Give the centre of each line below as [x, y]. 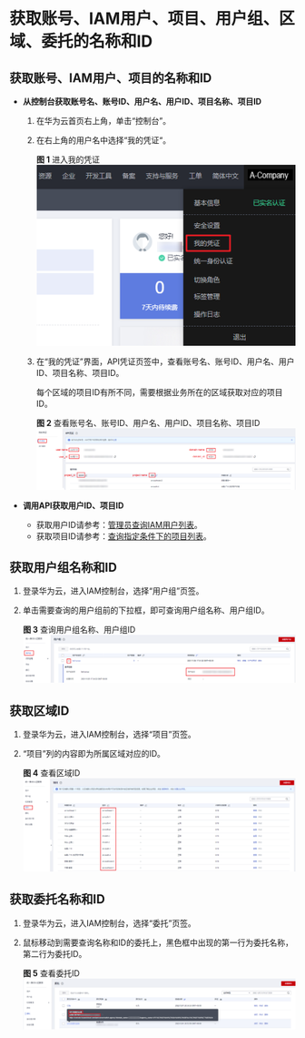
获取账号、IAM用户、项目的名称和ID [111, 78]
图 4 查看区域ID [51, 773]
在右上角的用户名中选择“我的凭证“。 [103, 140]
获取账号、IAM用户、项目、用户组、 [144, 19]
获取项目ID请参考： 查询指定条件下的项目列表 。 [123, 536]
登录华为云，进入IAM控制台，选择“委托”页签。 [109, 923]
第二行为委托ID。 [54, 953]
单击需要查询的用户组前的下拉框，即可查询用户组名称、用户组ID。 [146, 610]
